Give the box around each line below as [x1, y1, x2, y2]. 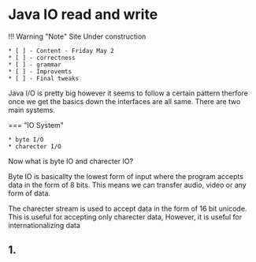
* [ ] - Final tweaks [8, 74, 80, 82]
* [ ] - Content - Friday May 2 [8, 47, 114, 54]
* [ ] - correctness [8, 54, 76, 62]
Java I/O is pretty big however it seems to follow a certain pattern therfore [8, 88, 248, 98]
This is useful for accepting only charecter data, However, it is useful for [8, 211, 243, 222]
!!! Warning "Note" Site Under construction [8, 32, 147, 41]
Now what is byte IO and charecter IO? [8, 156, 134, 166]
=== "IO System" [8, 120, 65, 129]
